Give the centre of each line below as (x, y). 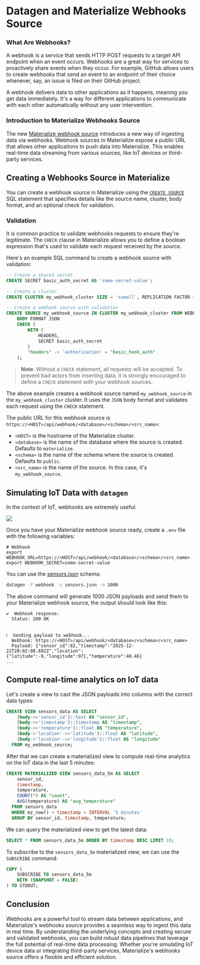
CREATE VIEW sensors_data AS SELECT (51, 711)
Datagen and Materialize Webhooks (96, 11)
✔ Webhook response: (33, 613)
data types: (20, 700)
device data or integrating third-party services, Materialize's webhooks (93, 950)
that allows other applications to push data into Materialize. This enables (95, 146)
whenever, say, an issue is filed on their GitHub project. (74, 81)
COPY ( (14, 869)
